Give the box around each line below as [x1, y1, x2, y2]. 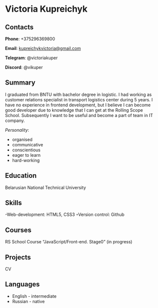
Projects [5, 253, 31, 261]
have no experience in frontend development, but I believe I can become [5, 102, 151, 108]
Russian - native [12, 298, 45, 304]
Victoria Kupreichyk [5, 3, 88, 15]
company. [5, 118, 25, 123]
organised [12, 136, 33, 142]
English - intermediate [12, 293, 57, 299]
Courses [5, 226, 32, 234]
